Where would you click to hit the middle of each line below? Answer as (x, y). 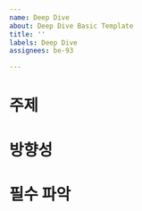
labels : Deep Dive (43, 42)
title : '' (28, 34)
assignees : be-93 (42, 51)
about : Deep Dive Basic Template (71, 26)
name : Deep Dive (39, 17)
